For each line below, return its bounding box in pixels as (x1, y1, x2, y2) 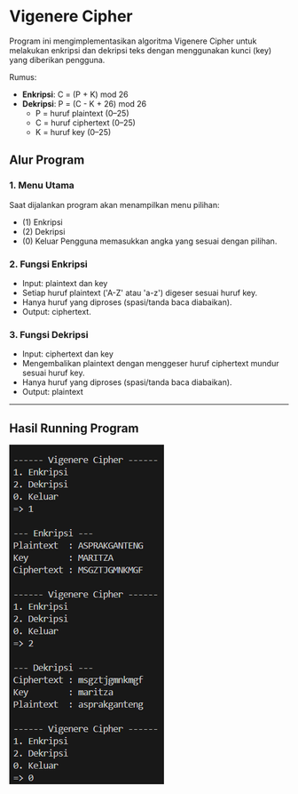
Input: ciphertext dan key (21, 349, 114, 359)
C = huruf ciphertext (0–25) (35, 117, 136, 128)
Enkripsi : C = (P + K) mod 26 (21, 89, 129, 100)
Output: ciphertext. (21, 306, 91, 317)
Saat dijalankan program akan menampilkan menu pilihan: (9, 199, 220, 210)
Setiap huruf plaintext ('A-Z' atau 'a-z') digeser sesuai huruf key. (21, 287, 258, 298)
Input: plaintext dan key (21, 277, 108, 288)
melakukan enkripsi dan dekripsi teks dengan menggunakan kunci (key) (9, 44, 272, 55)
